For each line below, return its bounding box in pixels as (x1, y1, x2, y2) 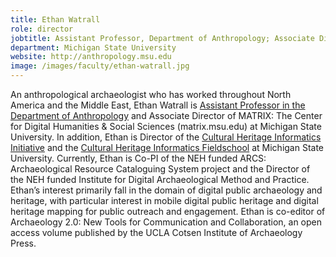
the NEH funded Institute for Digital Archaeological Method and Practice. (10, 174, 310, 185)
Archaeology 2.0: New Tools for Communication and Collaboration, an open (10, 216, 323, 228)
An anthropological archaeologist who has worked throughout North (10, 89, 292, 100)
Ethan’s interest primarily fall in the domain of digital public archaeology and (10, 184, 323, 196)
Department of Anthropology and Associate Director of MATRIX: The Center (10, 110, 323, 121)
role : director (10, 24, 74, 34)
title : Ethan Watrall (10, 14, 101, 25)
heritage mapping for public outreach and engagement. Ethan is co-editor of (10, 206, 326, 217)
